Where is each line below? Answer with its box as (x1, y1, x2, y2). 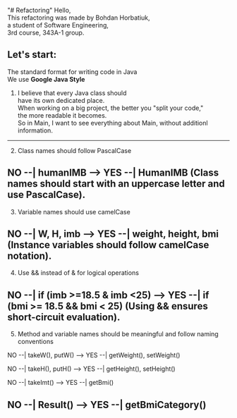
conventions (17, 338, 54, 346)
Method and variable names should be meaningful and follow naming (17, 330, 219, 338)
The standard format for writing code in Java (7, 67, 138, 76)
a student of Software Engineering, (7, 21, 109, 29)
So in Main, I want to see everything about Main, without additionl (17, 118, 208, 127)
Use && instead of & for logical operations (17, 269, 140, 277)
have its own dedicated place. (17, 96, 105, 104)
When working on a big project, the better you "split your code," (17, 104, 204, 112)
